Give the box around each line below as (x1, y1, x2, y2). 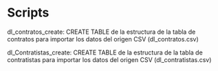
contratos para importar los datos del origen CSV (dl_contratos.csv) (7, 34, 199, 43)
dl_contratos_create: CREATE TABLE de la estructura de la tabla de (7, 28, 196, 36)
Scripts (7, 5, 50, 21)
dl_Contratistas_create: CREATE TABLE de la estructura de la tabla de (7, 48, 203, 57)
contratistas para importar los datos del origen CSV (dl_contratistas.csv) (7, 55, 212, 63)
